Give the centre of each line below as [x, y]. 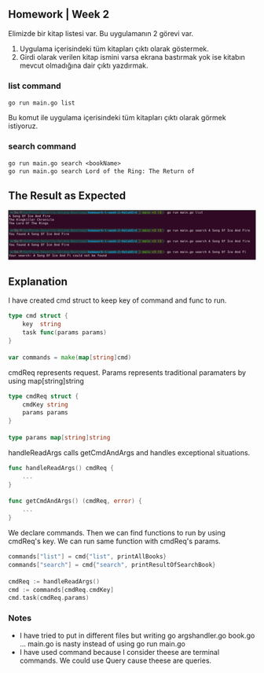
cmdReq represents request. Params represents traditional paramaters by [127, 372]
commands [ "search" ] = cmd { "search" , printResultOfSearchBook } [112, 565]
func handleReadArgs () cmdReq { [61, 468]
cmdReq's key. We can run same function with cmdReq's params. [115, 541]
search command [42, 146]
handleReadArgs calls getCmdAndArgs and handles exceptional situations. [129, 452]
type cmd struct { [38, 316]
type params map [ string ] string [59, 438]
